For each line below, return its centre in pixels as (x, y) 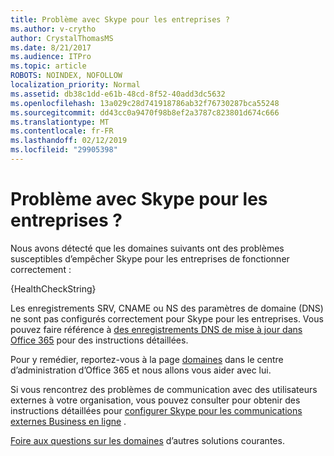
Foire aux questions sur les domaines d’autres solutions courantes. (147, 440)
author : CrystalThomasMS (62, 38)
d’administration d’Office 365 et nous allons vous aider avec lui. (141, 370)
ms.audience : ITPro (51, 57)
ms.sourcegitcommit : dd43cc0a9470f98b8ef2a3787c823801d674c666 (145, 112)
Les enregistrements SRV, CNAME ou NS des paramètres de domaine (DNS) (167, 308)
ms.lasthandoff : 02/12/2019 (69, 141)
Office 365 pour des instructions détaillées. (99, 340)
